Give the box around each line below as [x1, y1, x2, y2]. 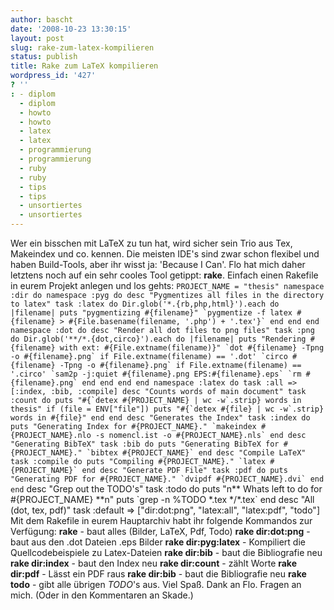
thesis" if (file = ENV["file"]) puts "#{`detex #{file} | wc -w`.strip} [10, 404, 325, 414]
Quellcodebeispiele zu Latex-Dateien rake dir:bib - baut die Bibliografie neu [10, 547, 323, 558]
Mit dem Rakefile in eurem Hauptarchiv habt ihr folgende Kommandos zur [10, 515, 313, 526]
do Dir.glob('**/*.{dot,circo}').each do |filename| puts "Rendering [10, 334, 307, 344]
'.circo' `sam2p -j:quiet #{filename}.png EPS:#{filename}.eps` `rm [10, 369, 302, 379]
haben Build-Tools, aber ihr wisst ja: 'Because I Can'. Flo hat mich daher [10, 259, 306, 270]
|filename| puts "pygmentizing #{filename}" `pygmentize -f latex [10, 308, 293, 318]
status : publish [10, 52, 78, 62]
